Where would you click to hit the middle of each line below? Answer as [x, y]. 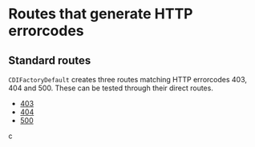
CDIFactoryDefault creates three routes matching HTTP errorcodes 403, [127, 79]
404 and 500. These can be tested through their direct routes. [111, 88]
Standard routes [50, 60]
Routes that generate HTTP [101, 14]
